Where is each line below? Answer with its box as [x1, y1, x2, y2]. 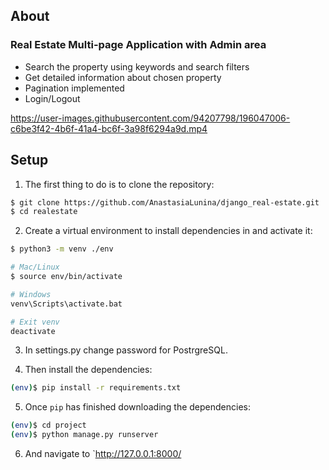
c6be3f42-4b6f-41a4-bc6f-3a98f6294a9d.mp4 [10, 122, 208, 134]
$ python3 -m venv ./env [10, 244, 114, 254]
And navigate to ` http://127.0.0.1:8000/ [24, 448, 182, 459]
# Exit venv [10, 317, 60, 327]
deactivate [10, 326, 56, 336]
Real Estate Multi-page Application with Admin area [10, 38, 267, 52]
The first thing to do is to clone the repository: [24, 178, 215, 190]
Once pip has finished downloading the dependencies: [24, 401, 251, 413]
